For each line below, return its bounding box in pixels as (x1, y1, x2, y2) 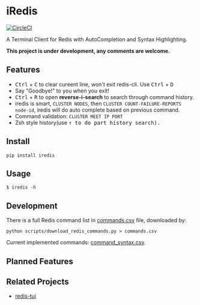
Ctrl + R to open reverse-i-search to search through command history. (14, 93, 194, 100)
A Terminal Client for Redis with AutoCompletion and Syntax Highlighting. (6, 35, 187, 43)
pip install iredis (6, 152, 55, 159)
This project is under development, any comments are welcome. (6, 47, 170, 55)
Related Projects (6, 276, 69, 286)
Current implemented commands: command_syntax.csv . (6, 239, 146, 246)
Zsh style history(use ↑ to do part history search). (14, 119, 161, 126)
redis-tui (14, 292, 37, 300)
